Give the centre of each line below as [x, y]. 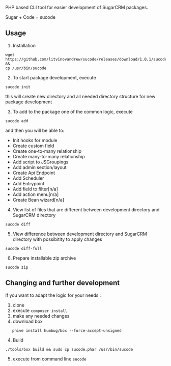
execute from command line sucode [49, 359]
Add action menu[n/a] [36, 194]
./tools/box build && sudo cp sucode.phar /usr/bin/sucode [69, 349]
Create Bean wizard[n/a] [38, 200]
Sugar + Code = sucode [31, 17]
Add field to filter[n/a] [35, 189]
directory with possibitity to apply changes [58, 239]
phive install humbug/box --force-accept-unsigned [67, 330]
